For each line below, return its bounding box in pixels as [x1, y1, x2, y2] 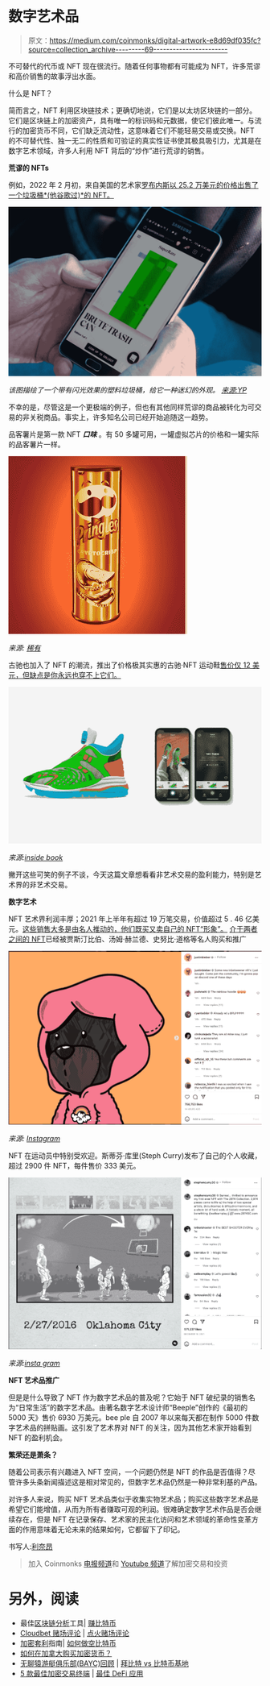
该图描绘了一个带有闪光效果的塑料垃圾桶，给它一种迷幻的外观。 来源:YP [8, 384, 247, 395]
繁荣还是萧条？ [8, 1450, 58, 1460]
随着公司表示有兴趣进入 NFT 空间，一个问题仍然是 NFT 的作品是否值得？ [8, 1467, 249, 1476]
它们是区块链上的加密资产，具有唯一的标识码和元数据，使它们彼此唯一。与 [8, 115, 255, 125]
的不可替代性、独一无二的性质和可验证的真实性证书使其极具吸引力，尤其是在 [8, 135, 262, 145]
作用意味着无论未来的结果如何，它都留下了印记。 [22, 1524, 185, 1534]
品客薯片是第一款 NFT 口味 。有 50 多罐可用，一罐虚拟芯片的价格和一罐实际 [8, 429, 260, 439]
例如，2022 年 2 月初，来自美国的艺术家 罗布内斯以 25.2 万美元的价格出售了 [8, 180, 259, 189]
